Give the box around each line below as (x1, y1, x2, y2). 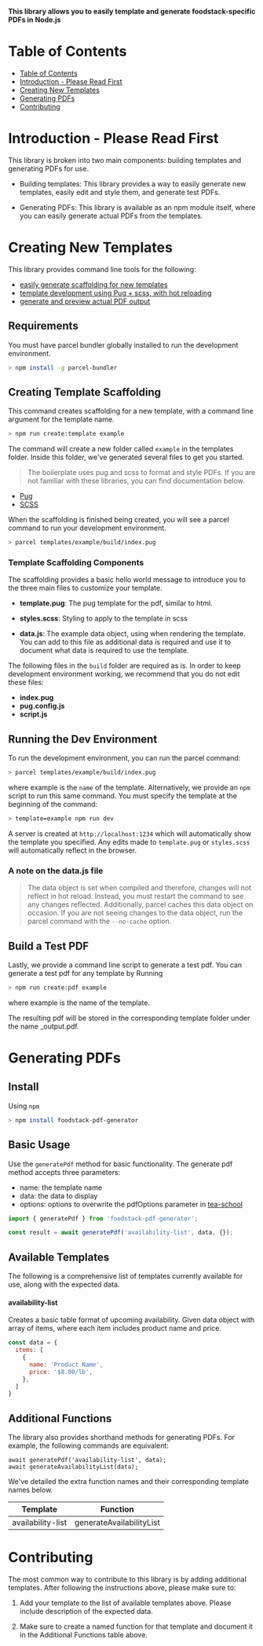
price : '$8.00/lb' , (28, 1368, 93, 1375)
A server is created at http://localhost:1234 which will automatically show (8, 829, 252, 838)
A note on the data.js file (8, 865, 104, 876)
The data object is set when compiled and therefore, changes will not (27, 883, 252, 893)
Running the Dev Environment (8, 732, 158, 746)
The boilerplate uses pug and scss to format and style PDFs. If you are (27, 468, 256, 477)
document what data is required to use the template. (19, 646, 189, 655)
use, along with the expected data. (8, 1280, 120, 1289)
